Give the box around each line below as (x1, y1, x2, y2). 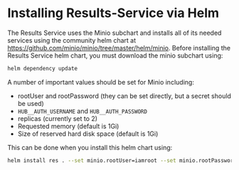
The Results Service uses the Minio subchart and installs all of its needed (7, 28, 222, 37)
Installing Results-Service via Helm (7, 5, 219, 21)
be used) (17, 99, 44, 107)
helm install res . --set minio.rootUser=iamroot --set (7, 156, 176, 164)
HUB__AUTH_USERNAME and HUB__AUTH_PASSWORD (17, 107, 148, 115)
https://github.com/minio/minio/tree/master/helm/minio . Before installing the (7, 43, 231, 52)
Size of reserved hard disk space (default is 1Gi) (17, 129, 159, 138)
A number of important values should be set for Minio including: (7, 78, 194, 86)
